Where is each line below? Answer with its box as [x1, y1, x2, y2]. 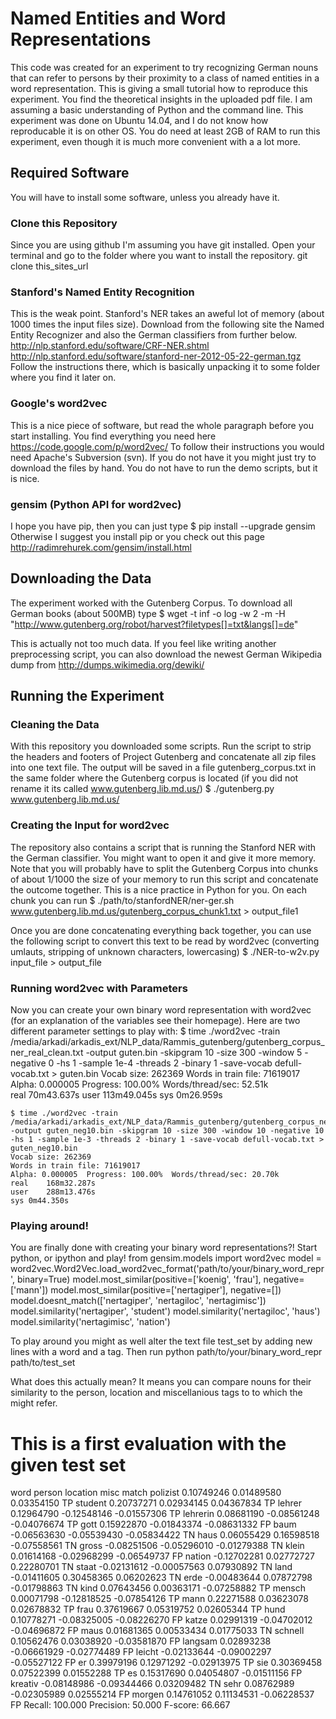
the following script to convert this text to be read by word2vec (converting [10, 935, 320, 947]
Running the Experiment [10, 688, 165, 705]
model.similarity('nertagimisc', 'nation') [10, 1316, 171, 1328]
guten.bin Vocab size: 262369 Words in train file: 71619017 [59, 1068, 301, 1080]
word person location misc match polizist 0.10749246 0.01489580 [10, 1487, 282, 1499]
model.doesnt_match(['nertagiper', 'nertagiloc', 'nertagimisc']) [10, 1295, 267, 1307]
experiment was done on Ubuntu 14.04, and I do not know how [10, 114, 269, 126]
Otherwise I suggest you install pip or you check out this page [10, 530, 265, 542]
